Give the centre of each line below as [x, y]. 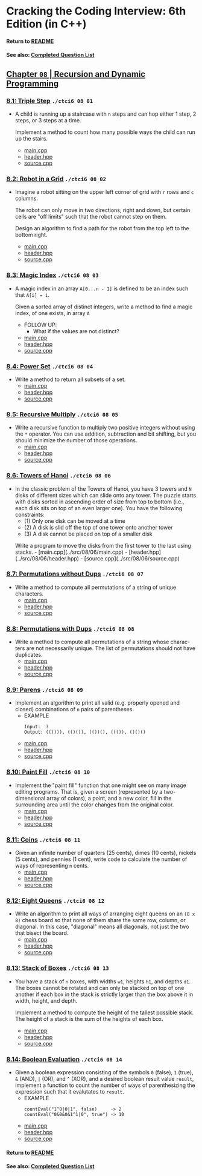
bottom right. [31, 235]
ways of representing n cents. [52, 866]
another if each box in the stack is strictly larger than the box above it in [104, 994]
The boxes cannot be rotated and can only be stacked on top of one [99, 988]
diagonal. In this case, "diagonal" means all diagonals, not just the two [102, 927]
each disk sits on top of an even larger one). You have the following [99, 508]
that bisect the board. [42, 933]
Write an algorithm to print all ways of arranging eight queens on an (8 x [105, 914]
